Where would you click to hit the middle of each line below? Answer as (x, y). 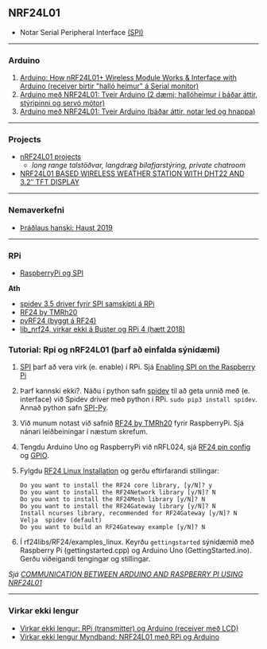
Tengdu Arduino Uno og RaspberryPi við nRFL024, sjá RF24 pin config (135, 447)
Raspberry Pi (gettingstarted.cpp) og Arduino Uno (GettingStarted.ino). (135, 550)
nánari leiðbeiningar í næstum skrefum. (84, 432)
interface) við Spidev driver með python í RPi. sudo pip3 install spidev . (139, 399)
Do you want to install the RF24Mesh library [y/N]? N (112, 499)
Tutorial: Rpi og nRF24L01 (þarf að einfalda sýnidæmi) (114, 349)
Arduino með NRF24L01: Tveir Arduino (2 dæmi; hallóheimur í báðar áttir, (139, 95)
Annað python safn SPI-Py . (64, 408)
